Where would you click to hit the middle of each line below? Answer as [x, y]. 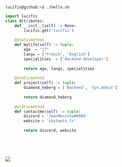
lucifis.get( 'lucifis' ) [49, 30]
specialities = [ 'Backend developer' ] [66, 59]
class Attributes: [25, 21]
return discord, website [50, 131]
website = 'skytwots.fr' [50, 121]
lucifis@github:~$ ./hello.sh [38, 7]
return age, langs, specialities [59, 69]
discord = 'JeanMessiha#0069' [56, 116]
